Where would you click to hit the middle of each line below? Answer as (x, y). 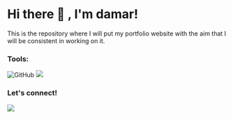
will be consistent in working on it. (56, 40)
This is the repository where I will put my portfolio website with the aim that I (117, 33)
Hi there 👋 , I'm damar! (73, 14)
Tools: (18, 58)
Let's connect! (32, 93)
